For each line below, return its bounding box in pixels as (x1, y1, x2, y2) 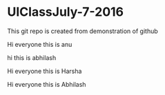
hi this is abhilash (7, 53, 57, 62)
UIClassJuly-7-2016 (7, 4, 124, 20)
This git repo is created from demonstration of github (7, 27, 159, 35)
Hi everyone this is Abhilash (7, 80, 86, 88)
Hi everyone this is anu (7, 40, 72, 48)
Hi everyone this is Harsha (7, 67, 82, 75)
